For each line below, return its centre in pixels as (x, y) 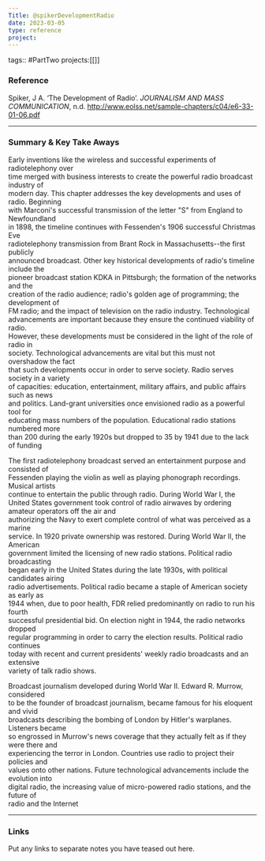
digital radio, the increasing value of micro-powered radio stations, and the (129, 787)
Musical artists (32, 485)
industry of (26, 185)
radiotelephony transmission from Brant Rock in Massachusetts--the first (127, 244)
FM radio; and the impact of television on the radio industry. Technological (129, 311)
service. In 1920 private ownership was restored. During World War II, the (127, 536)
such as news (31, 395)
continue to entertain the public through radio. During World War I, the (122, 494)
